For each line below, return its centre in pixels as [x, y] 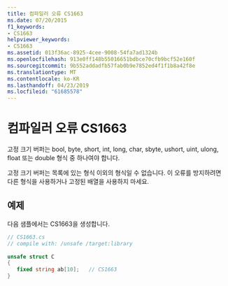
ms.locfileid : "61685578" [45, 92]
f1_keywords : [26, 27]
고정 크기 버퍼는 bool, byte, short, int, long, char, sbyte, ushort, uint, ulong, [113, 149]
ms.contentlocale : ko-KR [43, 79]
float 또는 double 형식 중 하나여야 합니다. [64, 158]
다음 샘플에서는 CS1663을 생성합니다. [59, 224]
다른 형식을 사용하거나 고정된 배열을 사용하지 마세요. [78, 182]
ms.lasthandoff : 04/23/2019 [48, 85]
